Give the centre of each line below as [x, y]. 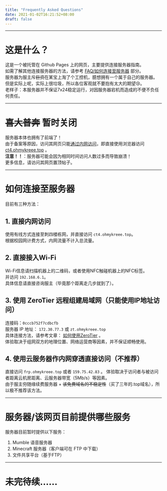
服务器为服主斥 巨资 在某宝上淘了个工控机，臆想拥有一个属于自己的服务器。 [81, 77]
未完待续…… [32, 482]
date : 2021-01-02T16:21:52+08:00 [40, 14]
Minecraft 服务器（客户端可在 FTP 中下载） [56, 449]
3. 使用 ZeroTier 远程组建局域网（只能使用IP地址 [79, 300]
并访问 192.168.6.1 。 [27, 277]
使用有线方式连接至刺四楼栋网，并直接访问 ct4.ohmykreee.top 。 [70, 234]
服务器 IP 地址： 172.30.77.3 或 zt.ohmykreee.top [55, 329]
